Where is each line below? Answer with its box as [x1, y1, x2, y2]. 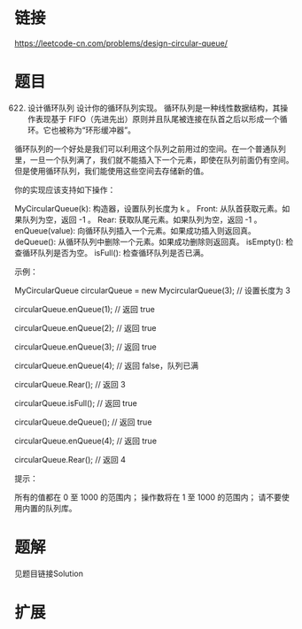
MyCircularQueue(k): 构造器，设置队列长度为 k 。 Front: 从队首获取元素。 [14, 203, 283, 213]
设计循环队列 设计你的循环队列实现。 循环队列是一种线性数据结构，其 [27, 103, 281, 113]
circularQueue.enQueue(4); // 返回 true [14, 435, 158, 446]
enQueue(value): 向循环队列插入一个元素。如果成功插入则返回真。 [14, 225, 256, 235]
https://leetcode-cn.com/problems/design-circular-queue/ [14, 37, 228, 49]
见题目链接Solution [14, 568, 83, 579]
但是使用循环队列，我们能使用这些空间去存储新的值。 [14, 165, 209, 176]
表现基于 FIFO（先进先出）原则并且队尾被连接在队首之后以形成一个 [35, 113, 280, 124]
